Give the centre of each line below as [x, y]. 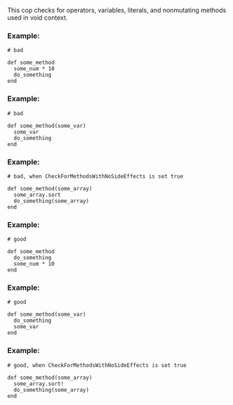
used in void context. [38, 18]
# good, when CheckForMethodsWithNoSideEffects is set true [97, 365]
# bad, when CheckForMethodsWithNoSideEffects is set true [95, 176]
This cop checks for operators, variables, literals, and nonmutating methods [117, 10]
